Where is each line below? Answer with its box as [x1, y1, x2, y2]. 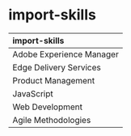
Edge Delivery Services [12, 62, 101, 73]
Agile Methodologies [12, 114, 91, 125]
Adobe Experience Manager [12, 49, 119, 60]
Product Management [12, 74, 95, 86]
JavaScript [12, 87, 54, 99]
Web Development [12, 101, 83, 113]
